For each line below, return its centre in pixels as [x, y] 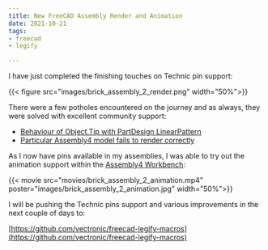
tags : [17, 31]
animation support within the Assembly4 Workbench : [97, 165]
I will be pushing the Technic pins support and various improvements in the [134, 205]
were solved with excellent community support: [87, 116]
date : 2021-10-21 [38, 23]
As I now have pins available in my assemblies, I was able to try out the [127, 156]
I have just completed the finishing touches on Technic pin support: [121, 76]
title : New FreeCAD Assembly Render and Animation [96, 16]
